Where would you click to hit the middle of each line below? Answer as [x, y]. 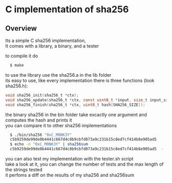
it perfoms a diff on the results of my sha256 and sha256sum [70, 175]
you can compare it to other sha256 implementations [61, 125]
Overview [21, 28]
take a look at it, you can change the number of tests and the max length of [84, 164]
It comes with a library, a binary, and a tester [52, 46]
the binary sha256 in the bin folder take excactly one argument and [76, 115]
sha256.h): [17, 86]
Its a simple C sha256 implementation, [46, 40]
